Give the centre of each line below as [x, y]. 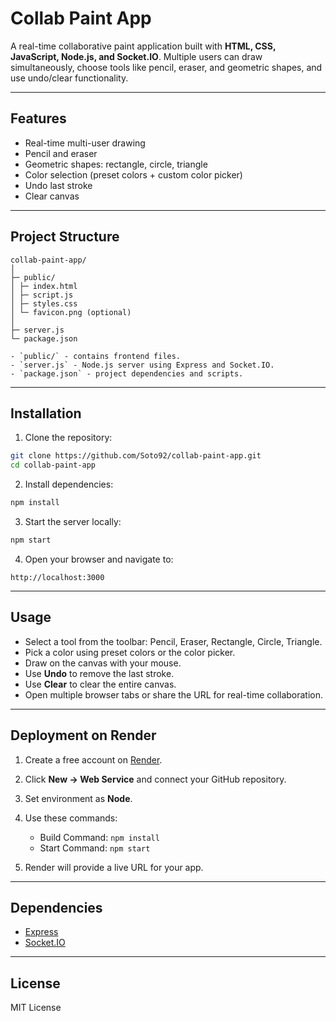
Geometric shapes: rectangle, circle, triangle [116, 164]
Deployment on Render [83, 735]
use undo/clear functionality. [69, 78]
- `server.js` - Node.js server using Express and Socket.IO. [142, 365]
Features [38, 118]
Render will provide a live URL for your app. [114, 867]
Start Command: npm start [95, 848]
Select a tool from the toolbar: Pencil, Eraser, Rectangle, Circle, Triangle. [173, 641]
